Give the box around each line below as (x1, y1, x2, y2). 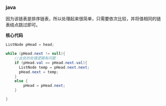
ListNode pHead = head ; (5, 42, 55, 47)
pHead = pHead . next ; (23, 83, 66, 88)
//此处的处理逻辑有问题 (14, 56, 56, 61)
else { (14, 78, 28, 84)
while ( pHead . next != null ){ (5, 51, 66, 56)
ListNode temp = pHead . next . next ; (18, 65, 90, 70)
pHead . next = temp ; (18, 70, 59, 74)
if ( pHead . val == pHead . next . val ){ (14, 60, 88, 65)
